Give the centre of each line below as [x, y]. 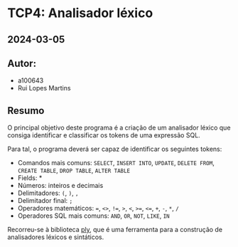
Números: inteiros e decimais [60, 186]
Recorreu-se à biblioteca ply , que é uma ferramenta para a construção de [115, 230]
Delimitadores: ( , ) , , [48, 193]
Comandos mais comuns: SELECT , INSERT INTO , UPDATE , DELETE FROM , [116, 163]
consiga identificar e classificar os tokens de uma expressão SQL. [104, 135]
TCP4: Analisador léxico [80, 13]
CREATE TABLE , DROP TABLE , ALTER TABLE [74, 170]
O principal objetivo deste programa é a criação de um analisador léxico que [119, 128]
